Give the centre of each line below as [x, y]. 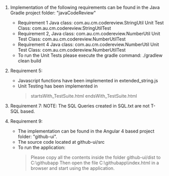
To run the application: [41, 147]
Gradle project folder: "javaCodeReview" [53, 13]
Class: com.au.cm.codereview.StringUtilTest [64, 28]
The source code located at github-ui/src [61, 142]
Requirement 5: [26, 71]
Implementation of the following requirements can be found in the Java [85, 7]
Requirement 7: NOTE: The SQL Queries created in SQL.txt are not [80, 106]
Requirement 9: [26, 121]
